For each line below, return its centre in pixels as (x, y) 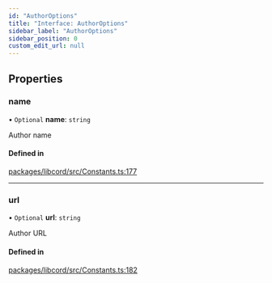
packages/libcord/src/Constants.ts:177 (73, 171)
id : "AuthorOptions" (43, 16)
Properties (36, 79)
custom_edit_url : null (47, 46)
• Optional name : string (49, 119)
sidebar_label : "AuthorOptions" (63, 31)
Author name (30, 135)
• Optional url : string (45, 218)
